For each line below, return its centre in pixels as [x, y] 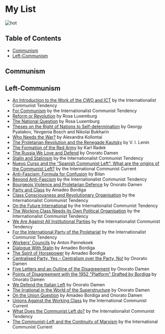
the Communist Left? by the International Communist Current [74, 168]
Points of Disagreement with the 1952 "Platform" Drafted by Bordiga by [84, 274]
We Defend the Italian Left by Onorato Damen [59, 284]
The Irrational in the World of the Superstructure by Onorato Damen [81, 290]
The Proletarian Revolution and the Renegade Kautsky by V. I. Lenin [81, 142]
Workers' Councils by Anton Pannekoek [53, 242]
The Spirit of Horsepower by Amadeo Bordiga [59, 253]
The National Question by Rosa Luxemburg [56, 121]
